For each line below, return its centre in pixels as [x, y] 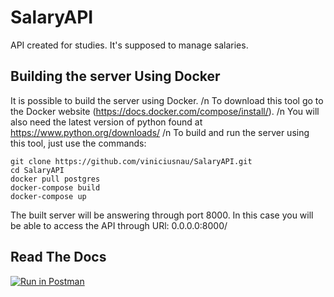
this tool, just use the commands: [78, 143]
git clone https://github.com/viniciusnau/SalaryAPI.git [131, 161]
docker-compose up [48, 196]
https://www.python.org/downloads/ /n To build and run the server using [160, 132]
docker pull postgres [55, 179]
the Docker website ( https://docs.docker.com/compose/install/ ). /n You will [165, 111]
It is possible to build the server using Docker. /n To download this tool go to [167, 100]
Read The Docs [58, 257]
